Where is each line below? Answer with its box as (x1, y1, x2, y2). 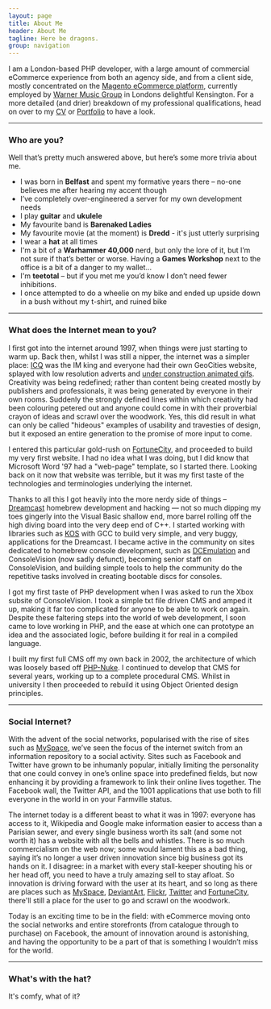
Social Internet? (8, 715, 72, 727)
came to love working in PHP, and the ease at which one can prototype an (8, 621, 254, 631)
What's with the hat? (8, 973, 92, 984)
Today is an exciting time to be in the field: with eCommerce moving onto (8, 911, 251, 921)
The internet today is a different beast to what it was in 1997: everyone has (8, 810, 256, 819)
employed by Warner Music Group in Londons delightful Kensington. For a (8, 90, 254, 99)
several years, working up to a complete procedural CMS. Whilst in (8, 671, 231, 681)
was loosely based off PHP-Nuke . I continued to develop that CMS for (8, 662, 240, 672)
